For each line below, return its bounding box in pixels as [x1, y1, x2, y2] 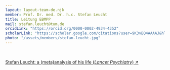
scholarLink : [5, 31, 33, 36]
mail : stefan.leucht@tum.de [5, 21, 65, 27]
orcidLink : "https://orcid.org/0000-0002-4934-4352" [5, 26, 119, 31]
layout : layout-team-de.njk [5, 7, 65, 13]
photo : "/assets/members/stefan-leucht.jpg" [5, 36, 101, 41]
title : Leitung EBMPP [5, 17, 51, 22]
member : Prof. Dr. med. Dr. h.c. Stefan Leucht [5, 12, 108, 17]
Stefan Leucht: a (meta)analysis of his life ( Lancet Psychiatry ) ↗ [5, 59, 139, 65]
